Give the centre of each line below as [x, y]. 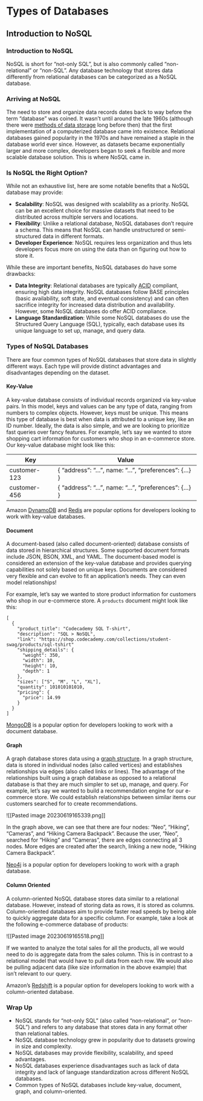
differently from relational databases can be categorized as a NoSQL [92, 76]
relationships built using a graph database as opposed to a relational [91, 778]
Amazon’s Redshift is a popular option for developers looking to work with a [100, 985]
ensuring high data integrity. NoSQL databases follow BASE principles [102, 292]
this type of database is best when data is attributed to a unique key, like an [100, 419]
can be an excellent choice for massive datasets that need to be [95, 211]
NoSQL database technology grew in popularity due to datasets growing [105, 1040]
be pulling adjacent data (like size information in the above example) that [97, 967]
